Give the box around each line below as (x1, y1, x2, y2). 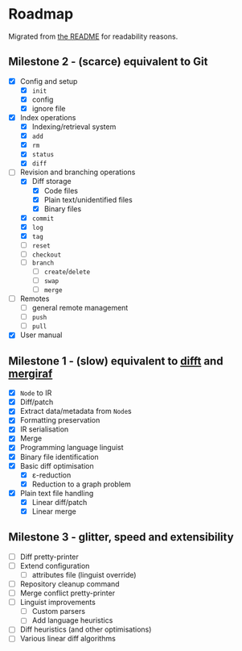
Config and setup (19, 76, 78, 86)
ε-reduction (31, 469, 72, 480)
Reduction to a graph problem (31, 479, 131, 489)
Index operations (19, 113, 76, 122)
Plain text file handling (19, 488, 94, 498)
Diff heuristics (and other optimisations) (19, 624, 152, 634)
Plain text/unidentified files (43, 194, 133, 204)
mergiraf (8, 366, 53, 380)
